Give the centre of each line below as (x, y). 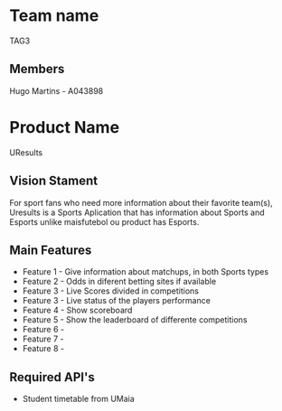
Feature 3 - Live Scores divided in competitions (110, 291)
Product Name (65, 127)
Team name (54, 16)
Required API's (52, 377)
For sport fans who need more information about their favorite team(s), (141, 202)
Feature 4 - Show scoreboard (77, 310)
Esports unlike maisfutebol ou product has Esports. (104, 221)
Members (37, 69)
